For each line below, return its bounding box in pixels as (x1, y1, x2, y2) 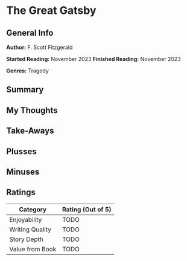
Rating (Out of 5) (62, 205, 112, 213)
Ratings (6, 187, 36, 198)
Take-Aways (6, 126, 54, 136)
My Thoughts (6, 105, 59, 115)
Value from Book (9, 245, 57, 253)
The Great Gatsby (6, 4, 97, 18)
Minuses (6, 167, 40, 177)
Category (19, 205, 47, 213)
